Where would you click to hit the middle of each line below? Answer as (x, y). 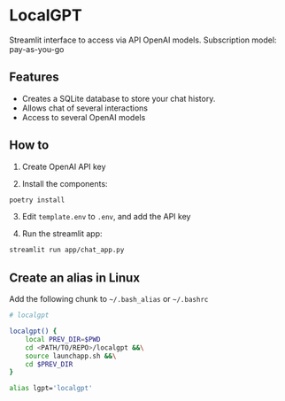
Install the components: (65, 183)
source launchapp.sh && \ (71, 356)
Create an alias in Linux (74, 278)
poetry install (37, 200)
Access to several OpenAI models (84, 117)
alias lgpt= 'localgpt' (51, 389)
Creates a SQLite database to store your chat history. (119, 98)
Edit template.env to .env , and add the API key (106, 217)
